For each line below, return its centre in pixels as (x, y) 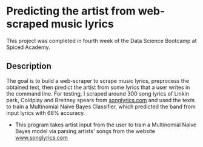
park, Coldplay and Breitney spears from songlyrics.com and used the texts (101, 100)
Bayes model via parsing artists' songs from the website (85, 131)
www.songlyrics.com (42, 137)
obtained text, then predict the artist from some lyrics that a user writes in (98, 87)
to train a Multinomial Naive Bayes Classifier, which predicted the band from (101, 106)
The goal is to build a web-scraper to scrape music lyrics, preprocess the (98, 80)
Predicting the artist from (71, 11)
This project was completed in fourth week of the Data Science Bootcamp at (101, 41)
